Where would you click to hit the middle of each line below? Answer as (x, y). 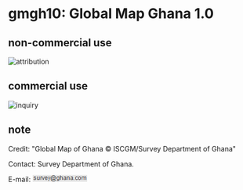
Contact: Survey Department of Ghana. (71, 164)
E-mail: (20, 179)
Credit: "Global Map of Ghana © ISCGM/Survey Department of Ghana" (122, 148)
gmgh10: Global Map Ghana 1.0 (111, 14)
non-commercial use (60, 43)
